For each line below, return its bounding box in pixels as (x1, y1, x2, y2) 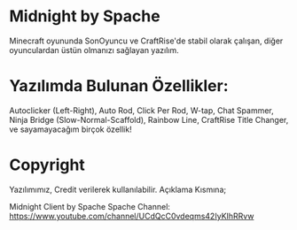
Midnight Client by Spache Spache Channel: (9, 201, 171, 211)
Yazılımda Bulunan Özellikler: (9, 76, 229, 96)
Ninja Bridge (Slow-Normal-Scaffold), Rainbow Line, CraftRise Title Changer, (9, 114, 289, 125)
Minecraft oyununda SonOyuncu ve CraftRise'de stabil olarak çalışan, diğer (9, 35, 284, 46)
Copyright (9, 155, 86, 175)
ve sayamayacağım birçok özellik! (9, 124, 132, 134)
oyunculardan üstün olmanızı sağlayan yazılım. (9, 44, 179, 55)
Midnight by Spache (9, 6, 161, 27)
